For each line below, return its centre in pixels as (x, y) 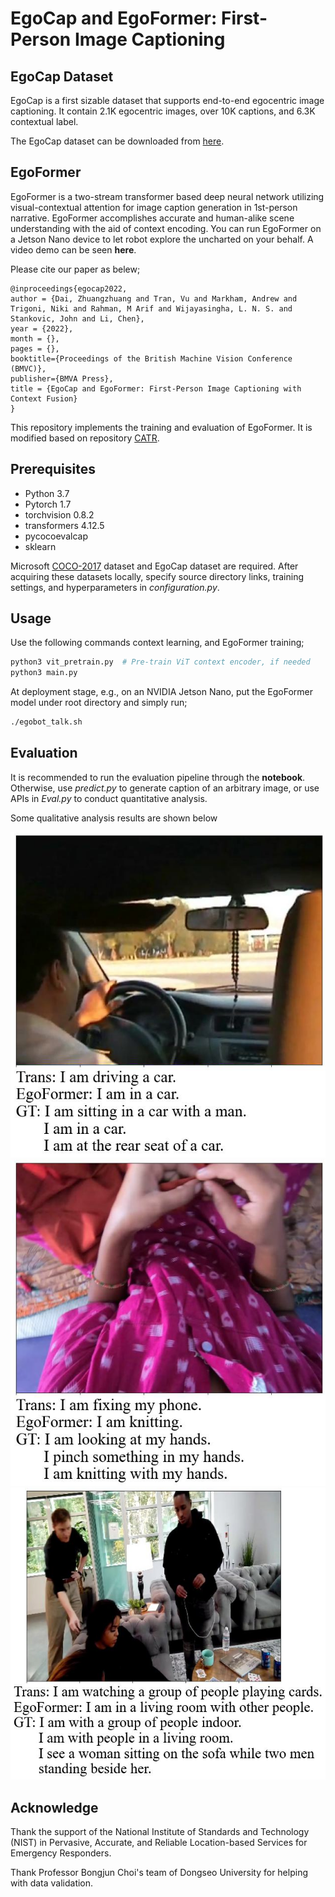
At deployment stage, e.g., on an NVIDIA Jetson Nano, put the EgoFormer (161, 692)
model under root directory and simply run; (99, 703)
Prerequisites (53, 469)
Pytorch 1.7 (48, 504)
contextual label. (44, 121)
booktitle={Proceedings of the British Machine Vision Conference (151, 358)
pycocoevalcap (56, 536)
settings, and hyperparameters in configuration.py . (115, 587)
